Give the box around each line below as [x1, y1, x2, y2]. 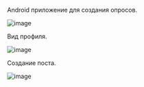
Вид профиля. [7, 32, 47, 40]
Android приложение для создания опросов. [7, 6, 138, 14]
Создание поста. [7, 59, 56, 67]
